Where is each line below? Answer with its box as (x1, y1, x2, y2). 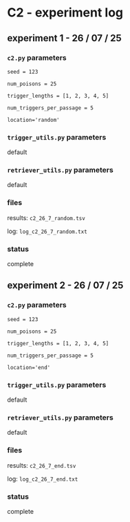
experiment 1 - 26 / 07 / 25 (7, 32, 122, 44)
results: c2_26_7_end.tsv (7, 461, 76, 469)
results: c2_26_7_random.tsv (7, 213, 86, 221)
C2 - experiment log (7, 5, 124, 21)
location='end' (7, 364, 51, 371)
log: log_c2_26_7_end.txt (7, 475, 78, 483)
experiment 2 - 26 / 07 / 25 (7, 280, 124, 292)
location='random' (7, 116, 60, 123)
